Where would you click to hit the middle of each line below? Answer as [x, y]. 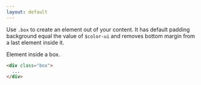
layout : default [27, 12]
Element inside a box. [33, 54]
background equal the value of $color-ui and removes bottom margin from [101, 36]
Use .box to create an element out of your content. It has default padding [98, 29]
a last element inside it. [35, 42]
